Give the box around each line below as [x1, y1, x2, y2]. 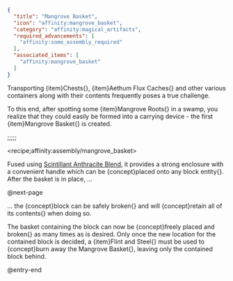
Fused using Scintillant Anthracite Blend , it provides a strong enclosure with [7, 160, 224, 168]
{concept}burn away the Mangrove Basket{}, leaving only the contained [7, 244, 214, 253]
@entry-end [7, 265, 42, 274]
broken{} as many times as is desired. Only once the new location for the [7, 230, 216, 238]
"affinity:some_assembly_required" [19, 39, 123, 46]
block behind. [7, 252, 47, 260]
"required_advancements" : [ [13, 32, 95, 40]
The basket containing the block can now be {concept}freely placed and [7, 223, 215, 231]
